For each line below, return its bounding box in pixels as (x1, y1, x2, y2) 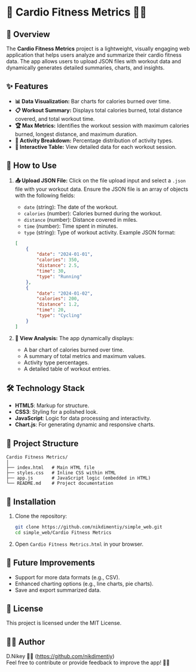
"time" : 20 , (36, 307, 66, 313)
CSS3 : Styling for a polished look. (14, 408, 99, 416)
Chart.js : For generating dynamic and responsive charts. (14, 421, 155, 428)
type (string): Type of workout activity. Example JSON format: (23, 228, 176, 236)
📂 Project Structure (6, 438, 79, 448)
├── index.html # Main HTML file (6, 465, 95, 471)
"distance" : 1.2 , (36, 301, 79, 307)
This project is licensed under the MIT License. (6, 619, 122, 627)
